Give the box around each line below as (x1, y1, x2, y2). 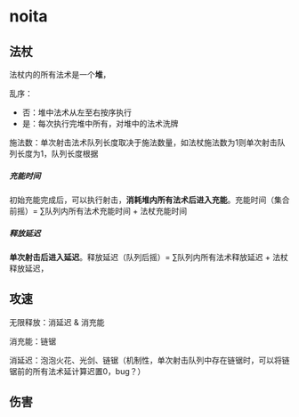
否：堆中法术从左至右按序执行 (21, 107, 132, 118)
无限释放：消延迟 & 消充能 (9, 316, 105, 327)
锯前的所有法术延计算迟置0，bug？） (9, 365, 146, 376)
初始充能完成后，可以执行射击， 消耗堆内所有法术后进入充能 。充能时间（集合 (9, 194, 290, 205)
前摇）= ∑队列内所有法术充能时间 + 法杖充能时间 (9, 205, 188, 216)
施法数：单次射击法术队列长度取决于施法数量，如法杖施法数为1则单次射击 (9, 137, 278, 148)
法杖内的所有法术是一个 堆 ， (9, 69, 111, 79)
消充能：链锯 (9, 336, 56, 347)
